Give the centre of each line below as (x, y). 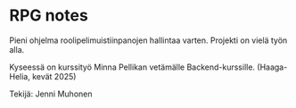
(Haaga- (272, 67)
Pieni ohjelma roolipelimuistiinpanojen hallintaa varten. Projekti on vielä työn (148, 40)
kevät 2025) (54, 76)
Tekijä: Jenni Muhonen (51, 94)
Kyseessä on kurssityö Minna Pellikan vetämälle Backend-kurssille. (132, 67)
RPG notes (49, 16)
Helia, (20, 76)
